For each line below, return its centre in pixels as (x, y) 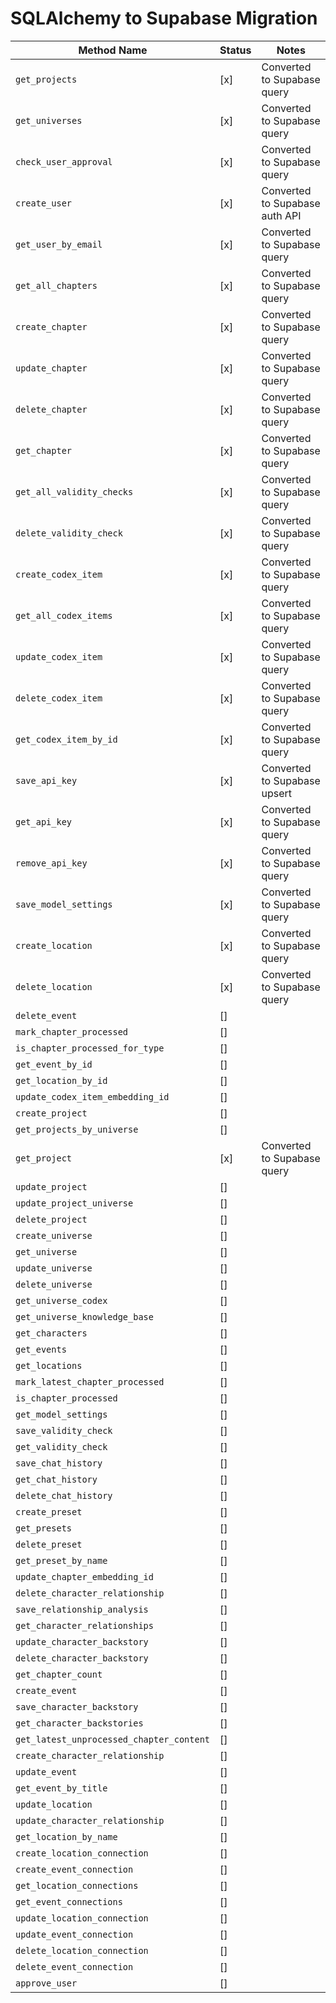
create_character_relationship (90, 1755)
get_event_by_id (54, 1064)
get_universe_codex (61, 1300)
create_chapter (51, 326)
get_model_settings (61, 1414)
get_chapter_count (59, 1674)
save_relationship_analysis (82, 1609)
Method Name (113, 50)
